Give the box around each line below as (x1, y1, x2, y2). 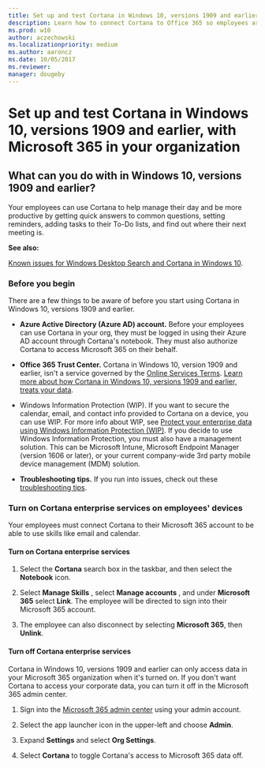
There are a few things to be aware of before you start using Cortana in (8, 295, 240, 305)
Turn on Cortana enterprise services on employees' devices (8, 502, 243, 513)
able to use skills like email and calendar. (8, 529, 140, 538)
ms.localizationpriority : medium (8, 41, 118, 49)
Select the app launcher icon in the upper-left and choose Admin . (19, 720, 233, 729)
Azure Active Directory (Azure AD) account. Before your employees (19, 319, 244, 328)
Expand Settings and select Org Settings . (19, 735, 156, 744)
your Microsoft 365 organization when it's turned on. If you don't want (8, 672, 237, 682)
